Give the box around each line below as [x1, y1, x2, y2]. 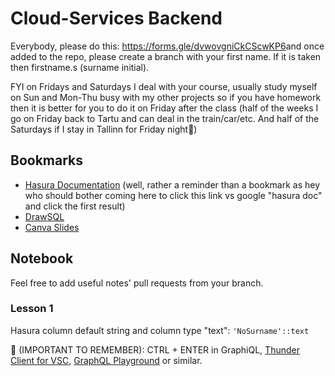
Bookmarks [10, 152, 84, 169]
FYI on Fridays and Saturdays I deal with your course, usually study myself [10, 80, 318, 92]
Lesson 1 [10, 302, 54, 316]
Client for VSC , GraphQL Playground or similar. [10, 354, 203, 366]
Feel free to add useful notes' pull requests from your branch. [10, 277, 264, 289]
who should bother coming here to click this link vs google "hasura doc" [24, 189, 323, 201]
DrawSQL [24, 210, 65, 222]
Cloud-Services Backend [10, 7, 223, 30]
